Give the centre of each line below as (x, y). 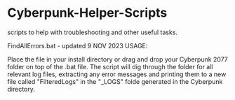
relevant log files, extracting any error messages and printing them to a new (117, 74)
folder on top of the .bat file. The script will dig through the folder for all (110, 66)
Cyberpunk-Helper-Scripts (87, 13)
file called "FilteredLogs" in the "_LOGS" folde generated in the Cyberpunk (115, 81)
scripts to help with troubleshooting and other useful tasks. (92, 32)
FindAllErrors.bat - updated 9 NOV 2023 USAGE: (78, 45)
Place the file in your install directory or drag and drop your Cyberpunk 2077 (117, 59)
